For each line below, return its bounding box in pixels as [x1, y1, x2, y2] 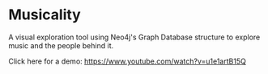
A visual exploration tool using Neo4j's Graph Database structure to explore [8, 32, 261, 42]
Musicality [8, 6, 81, 24]
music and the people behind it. [8, 40, 114, 50]
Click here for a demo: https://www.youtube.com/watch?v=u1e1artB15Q [8, 56, 247, 66]
